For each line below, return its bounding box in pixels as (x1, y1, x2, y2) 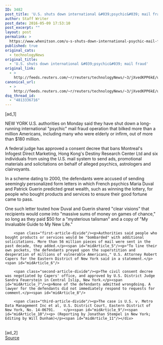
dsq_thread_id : (5, 93, 36, 98)
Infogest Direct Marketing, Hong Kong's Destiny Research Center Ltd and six (5, 151, 158, 156)
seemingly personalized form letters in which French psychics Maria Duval (5, 181, 154, 187)
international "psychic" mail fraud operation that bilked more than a (21, 126, 156, 132)
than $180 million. (5, 136, 40, 142)
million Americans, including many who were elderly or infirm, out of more (5, 131, 153, 137)
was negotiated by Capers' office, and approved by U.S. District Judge (5, 273, 155, 278)
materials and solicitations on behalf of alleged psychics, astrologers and (5, 161, 151, 167)
